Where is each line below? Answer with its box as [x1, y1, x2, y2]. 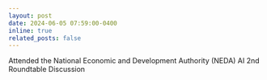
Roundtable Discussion [8, 65, 86, 74]
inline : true [8, 26, 53, 34]
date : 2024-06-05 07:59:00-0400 [8, 19, 117, 27]
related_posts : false [8, 34, 82, 42]
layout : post [8, 11, 53, 20]
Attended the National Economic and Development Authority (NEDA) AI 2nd [8, 56, 261, 66]
